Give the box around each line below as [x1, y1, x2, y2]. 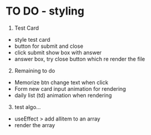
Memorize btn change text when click [14, 79, 109, 86]
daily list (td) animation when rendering [14, 91, 112, 99]
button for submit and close [14, 42, 84, 50]
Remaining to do [14, 67, 56, 74]
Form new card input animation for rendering [14, 85, 126, 92]
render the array [14, 121, 56, 128]
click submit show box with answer [14, 48, 102, 56]
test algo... [14, 103, 41, 110]
